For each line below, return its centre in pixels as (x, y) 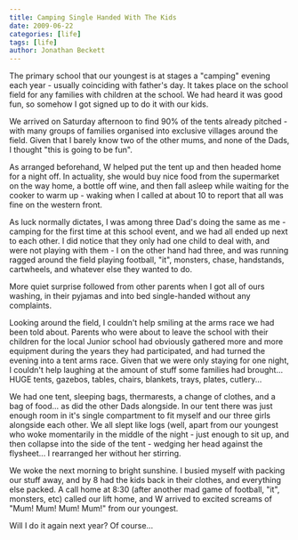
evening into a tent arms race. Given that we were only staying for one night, (149, 360)
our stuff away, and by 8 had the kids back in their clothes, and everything (145, 480)
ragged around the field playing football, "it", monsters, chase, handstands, (147, 260)
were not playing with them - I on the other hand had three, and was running (149, 251)
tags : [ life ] (33, 42)
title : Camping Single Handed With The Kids (93, 17)
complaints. (31, 306)
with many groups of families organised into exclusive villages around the (144, 131)
